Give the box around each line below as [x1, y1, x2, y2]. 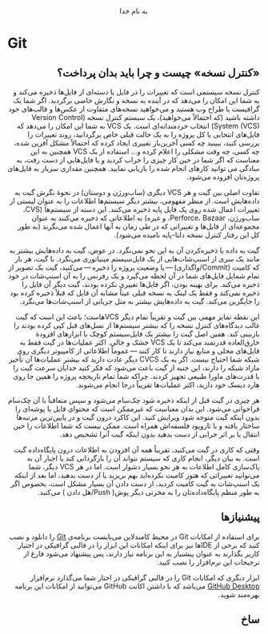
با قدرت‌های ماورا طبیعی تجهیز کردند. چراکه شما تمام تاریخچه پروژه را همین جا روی [12, 372, 260, 381]
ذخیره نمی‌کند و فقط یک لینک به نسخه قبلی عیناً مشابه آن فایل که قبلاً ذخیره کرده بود [10, 288, 260, 297]
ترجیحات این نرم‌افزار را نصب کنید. [156, 557, 260, 567]
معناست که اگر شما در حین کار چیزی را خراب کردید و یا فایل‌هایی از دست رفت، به [16, 155, 260, 165]
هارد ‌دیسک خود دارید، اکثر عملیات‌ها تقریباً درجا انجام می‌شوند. [75, 380, 260, 389]
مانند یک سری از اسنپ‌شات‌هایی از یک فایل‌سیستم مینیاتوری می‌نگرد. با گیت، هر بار [14, 254, 260, 263]
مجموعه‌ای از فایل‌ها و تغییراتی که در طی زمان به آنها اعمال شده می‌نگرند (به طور [18, 221, 260, 231]
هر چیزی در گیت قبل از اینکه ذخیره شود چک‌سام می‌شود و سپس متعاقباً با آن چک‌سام [8, 396, 260, 405]
